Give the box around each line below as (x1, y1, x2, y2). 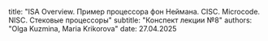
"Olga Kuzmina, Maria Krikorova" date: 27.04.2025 (8, 24, 177, 33)
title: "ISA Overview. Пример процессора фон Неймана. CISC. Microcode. (8, 7, 261, 16)
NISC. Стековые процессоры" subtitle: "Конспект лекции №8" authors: (8, 15, 253, 25)
